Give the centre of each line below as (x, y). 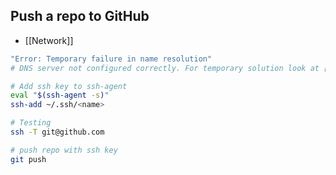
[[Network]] (49, 40)
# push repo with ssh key (64, 150)
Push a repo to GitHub (80, 16)
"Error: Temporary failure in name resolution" (111, 59)
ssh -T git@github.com (57, 132)
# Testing (31, 123)
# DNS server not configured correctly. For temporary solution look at (165, 68)
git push (28, 159)
